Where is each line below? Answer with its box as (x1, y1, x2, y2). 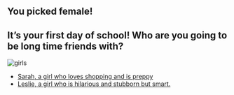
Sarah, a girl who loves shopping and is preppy (17, 73, 153, 81)
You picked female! (7, 6, 93, 17)
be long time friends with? (7, 40, 124, 52)
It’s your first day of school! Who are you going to (7, 29, 228, 41)
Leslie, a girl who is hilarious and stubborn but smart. (17, 80, 171, 88)
